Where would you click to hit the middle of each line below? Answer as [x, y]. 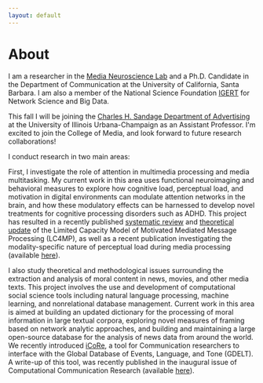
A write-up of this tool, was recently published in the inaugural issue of [122, 362]
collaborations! [32, 141]
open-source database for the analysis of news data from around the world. [131, 337]
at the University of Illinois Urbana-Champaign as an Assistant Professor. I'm [132, 124]
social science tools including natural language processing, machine [119, 295]
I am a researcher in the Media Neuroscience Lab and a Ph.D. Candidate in [129, 76]
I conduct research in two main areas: [69, 156]
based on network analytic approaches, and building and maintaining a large [132, 328]
